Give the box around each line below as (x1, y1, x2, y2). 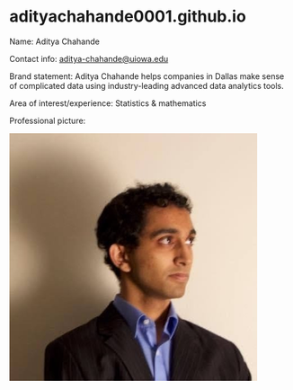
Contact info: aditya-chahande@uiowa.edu (9, 53, 169, 64)
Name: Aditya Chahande (9, 36, 101, 47)
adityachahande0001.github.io (9, 6, 247, 27)
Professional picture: (9, 115, 86, 126)
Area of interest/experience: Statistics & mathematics (9, 97, 207, 109)
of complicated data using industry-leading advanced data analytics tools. (9, 80, 285, 91)
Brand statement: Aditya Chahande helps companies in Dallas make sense (9, 70, 285, 82)
